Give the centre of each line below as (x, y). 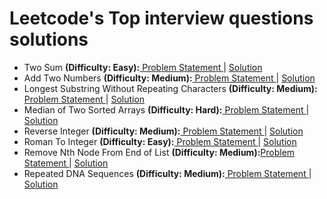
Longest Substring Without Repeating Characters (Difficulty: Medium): (170, 88)
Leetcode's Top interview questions (161, 18)
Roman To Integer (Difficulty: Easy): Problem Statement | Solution (160, 141)
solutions (49, 39)
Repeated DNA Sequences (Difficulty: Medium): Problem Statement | (167, 173)
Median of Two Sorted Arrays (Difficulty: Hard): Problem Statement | (166, 109)
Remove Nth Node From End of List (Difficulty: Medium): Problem (159, 152)
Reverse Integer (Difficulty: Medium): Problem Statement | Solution (163, 131)
